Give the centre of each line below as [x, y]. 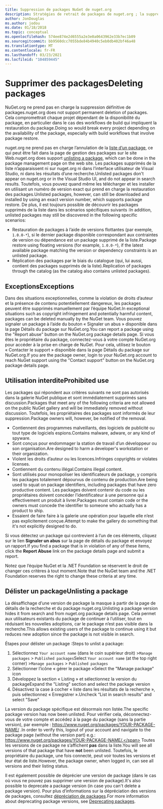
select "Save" [26, 699]
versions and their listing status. [37, 766]
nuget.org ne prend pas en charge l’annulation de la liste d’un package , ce [79, 148]
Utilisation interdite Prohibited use [57, 381]
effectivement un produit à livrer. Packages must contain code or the [80, 500]
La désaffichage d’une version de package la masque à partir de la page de [81, 603]
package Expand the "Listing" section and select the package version [81, 684]
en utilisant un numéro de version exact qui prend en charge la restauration [80, 189]
